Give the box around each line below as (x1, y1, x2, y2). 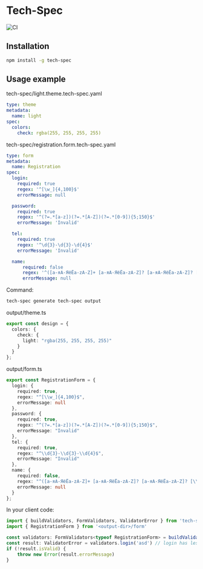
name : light (11, 113, 42, 119)
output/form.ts (6, 366, 42, 373)
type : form (6, 153, 34, 159)
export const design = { (6, 321, 69, 327)
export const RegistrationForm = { (6, 377, 96, 383)
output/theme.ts (6, 309, 47, 317)
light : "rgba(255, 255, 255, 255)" (22, 337, 112, 344)
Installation (6, 41, 50, 51)
